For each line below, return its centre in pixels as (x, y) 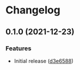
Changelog (33, 10)
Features (19, 48)
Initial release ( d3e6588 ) (44, 61)
